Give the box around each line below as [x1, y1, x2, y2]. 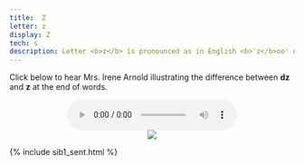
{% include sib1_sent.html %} [9, 147, 119, 158]
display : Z [9, 30, 51, 39]
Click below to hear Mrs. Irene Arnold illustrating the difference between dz [9, 72, 290, 82]
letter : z [9, 22, 47, 31]
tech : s [9, 38, 39, 48]
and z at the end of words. [9, 82, 109, 92]
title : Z [9, 13, 47, 23]
